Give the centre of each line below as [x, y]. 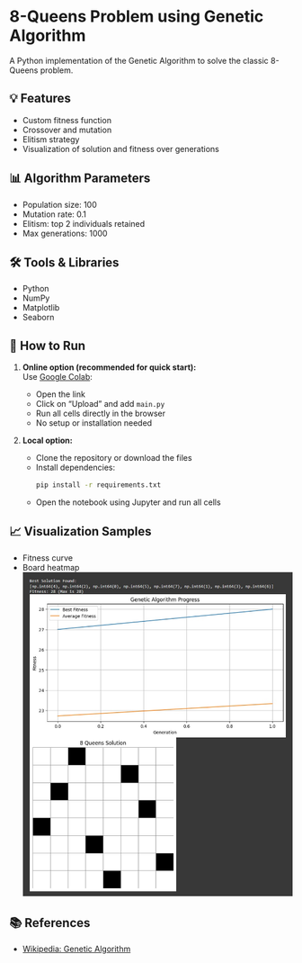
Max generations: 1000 [65, 233]
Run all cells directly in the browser [101, 414]
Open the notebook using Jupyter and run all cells [129, 502]
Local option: [48, 441]
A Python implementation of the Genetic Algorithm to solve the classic [139, 60]
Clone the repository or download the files [114, 458]
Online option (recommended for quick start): [109, 367]
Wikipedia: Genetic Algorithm [76, 949]
